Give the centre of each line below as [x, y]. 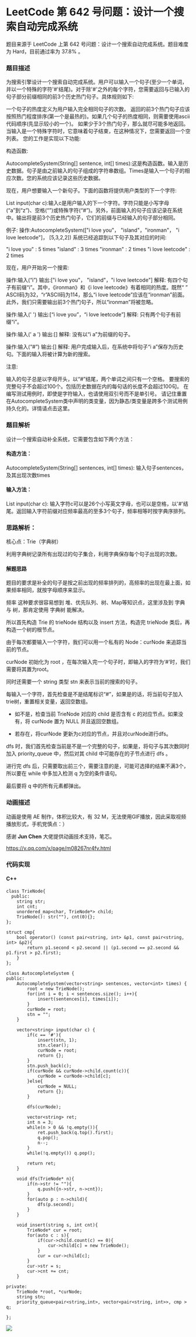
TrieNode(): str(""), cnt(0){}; [56, 917]
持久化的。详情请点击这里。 [39, 408]
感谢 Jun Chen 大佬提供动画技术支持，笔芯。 [61, 836]
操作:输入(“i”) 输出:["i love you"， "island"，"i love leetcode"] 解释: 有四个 [94, 280]
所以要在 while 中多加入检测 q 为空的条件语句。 [63, 774]
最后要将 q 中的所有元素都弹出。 [45, 786]
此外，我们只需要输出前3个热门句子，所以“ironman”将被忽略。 [81, 302]
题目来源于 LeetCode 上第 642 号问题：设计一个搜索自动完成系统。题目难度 [97, 44]
